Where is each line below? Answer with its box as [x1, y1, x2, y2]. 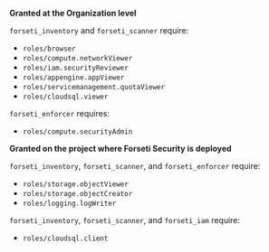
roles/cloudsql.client [22, 234, 109, 243]
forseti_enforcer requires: [9, 108, 110, 118]
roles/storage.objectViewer [22, 180, 129, 189]
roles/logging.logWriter [22, 199, 117, 208]
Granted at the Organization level [9, 8, 137, 18]
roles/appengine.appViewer [22, 73, 125, 82]
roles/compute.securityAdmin [22, 127, 133, 136]
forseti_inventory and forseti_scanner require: [9, 25, 189, 35]
